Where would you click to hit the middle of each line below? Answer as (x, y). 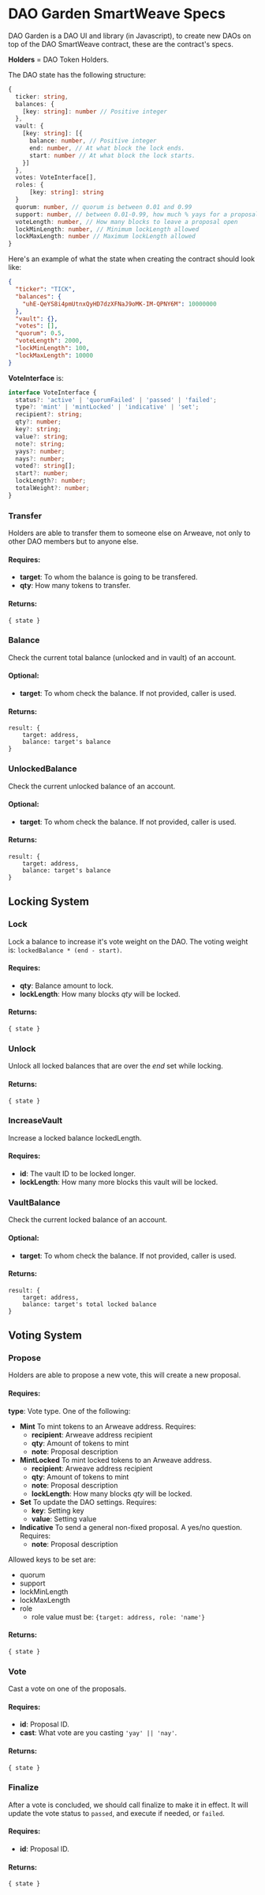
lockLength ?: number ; (51, 481)
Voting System (45, 1336)
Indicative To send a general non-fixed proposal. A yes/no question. (131, 1527)
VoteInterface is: (36, 378)
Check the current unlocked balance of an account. (92, 786)
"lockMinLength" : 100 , (52, 348)
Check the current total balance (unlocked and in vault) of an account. (122, 657)
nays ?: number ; (40, 459)
